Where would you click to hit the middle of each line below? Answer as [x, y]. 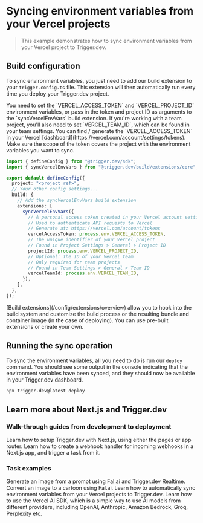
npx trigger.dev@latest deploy [46, 391]
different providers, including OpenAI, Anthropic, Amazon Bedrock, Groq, [97, 507]
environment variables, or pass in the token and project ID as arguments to [99, 112]
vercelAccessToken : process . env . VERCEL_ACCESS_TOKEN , [97, 234]
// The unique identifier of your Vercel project [92, 240]
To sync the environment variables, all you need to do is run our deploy [94, 360]
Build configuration [43, 66]
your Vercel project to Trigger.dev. [64, 47]
